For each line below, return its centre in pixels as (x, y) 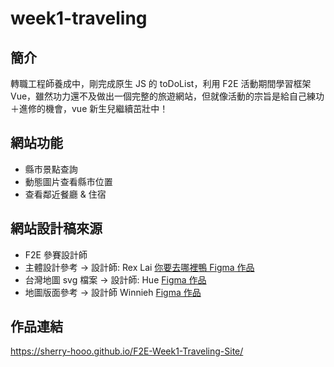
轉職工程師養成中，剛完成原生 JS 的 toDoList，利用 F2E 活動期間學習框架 (161, 83)
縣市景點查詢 (51, 169)
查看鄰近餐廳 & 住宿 (65, 194)
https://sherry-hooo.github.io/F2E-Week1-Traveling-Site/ (127, 351)
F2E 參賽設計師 (56, 254)
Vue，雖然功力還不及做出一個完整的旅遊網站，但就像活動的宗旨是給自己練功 (167, 96)
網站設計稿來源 (56, 228)
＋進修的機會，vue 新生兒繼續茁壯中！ (89, 108)
